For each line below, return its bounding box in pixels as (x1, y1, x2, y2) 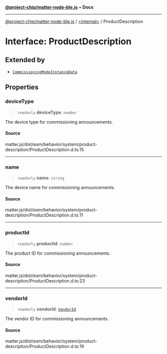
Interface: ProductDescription (5, 36, 132, 47)
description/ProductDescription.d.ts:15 (5, 146, 84, 152)
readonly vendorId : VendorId (17, 306, 76, 312)
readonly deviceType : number (17, 109, 77, 115)
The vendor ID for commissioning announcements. (5, 316, 109, 322)
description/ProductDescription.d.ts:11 (5, 212, 83, 218)
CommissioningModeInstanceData (12, 70, 78, 74)
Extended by (5, 56, 45, 64)
